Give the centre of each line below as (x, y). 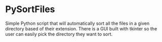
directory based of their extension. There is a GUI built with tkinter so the (81, 28)
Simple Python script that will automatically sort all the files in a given (77, 23)
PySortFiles (30, 9)
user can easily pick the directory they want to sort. (59, 34)
